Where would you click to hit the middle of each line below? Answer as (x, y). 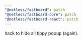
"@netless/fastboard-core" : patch (41, 14)
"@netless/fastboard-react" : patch (41, 19)
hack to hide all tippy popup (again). (41, 33)
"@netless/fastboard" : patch (35, 10)
